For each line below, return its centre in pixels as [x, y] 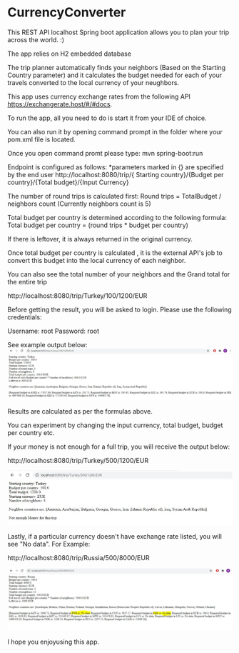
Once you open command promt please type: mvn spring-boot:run [105, 153]
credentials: [25, 317]
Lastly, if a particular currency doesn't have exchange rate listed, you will [115, 536]
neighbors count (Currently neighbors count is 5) [79, 204]
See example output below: [47, 344]
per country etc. [31, 432]
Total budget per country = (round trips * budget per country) [98, 225]
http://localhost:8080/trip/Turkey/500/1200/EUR [78, 460]
